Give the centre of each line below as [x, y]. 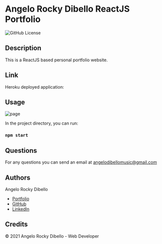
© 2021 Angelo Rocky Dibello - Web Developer [52, 236]
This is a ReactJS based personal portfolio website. [56, 60]
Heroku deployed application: [35, 87]
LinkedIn [21, 209]
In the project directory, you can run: [42, 123]
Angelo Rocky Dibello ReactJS [67, 9]
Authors [18, 178]
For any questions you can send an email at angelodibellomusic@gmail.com [81, 162]
